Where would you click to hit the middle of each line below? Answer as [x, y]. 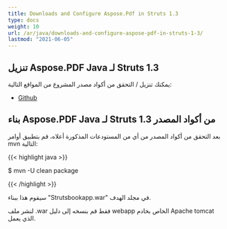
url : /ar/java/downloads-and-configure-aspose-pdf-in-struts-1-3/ [106, 33]
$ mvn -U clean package [43, 170]
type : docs [24, 20]
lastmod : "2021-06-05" [40, 40]
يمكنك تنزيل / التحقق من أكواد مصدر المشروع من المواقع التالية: [90, 84]
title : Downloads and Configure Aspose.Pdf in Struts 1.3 [93, 14]
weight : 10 [24, 26]
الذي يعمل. [22, 218]
